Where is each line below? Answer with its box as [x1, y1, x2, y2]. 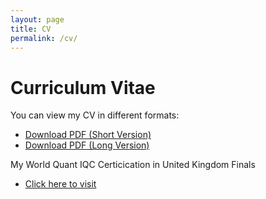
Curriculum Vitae [10, 76, 156, 99]
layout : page [10, 14, 65, 25]
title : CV [10, 24, 52, 34]
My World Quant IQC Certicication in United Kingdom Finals [10, 159, 256, 171]
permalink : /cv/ [10, 33, 78, 43]
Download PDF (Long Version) [24, 139, 150, 151]
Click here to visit [24, 178, 97, 190]
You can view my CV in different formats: [10, 109, 180, 121]
